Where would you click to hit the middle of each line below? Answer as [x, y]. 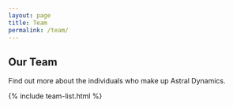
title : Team [28, 23]
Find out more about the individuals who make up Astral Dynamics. [117, 81]
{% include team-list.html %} [55, 96]
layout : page [30, 15]
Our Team [33, 62]
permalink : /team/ [38, 30]
